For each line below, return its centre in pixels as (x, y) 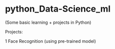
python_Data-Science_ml (58, 9)
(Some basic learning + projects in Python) (48, 22)
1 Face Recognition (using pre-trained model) (51, 41)
